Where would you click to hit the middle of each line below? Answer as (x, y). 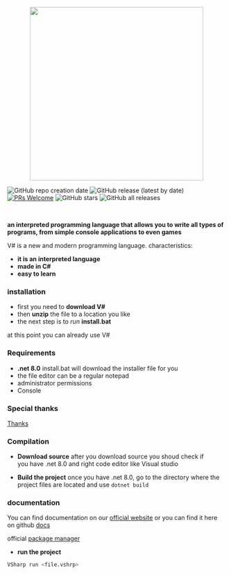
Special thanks (33, 408)
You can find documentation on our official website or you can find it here (112, 518)
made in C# (34, 266)
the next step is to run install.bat (64, 322)
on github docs (29, 525)
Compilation (28, 441)
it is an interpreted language (59, 259)
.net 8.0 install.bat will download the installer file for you (97, 368)
